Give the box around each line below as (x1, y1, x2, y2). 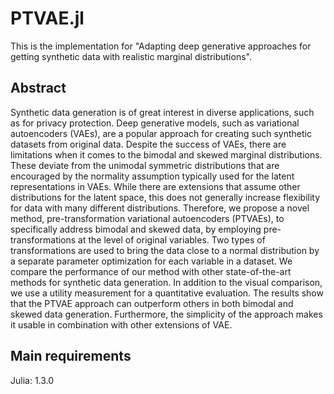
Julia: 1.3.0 (10, 374, 55, 386)
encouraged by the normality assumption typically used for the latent (10, 170, 295, 182)
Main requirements (10, 348, 132, 365)
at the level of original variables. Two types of (78, 233, 266, 246)
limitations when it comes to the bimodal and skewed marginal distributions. (10, 148, 323, 161)
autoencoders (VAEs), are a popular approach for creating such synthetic (10, 127, 312, 139)
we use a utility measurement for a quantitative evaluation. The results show (10, 287, 324, 299)
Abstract (10, 80, 67, 97)
